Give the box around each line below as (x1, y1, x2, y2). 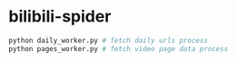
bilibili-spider (8, 6, 112, 27)
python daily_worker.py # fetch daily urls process (8, 36, 208, 45)
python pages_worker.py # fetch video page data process (8, 44, 229, 53)
